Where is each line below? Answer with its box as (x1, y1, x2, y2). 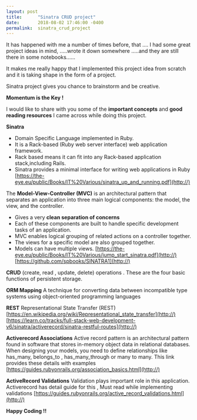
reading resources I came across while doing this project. (6, 112, 147, 119)
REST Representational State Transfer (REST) (6, 305, 116, 312)
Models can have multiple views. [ (14, 245, 98, 252)
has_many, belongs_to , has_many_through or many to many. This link (6, 353, 175, 361)
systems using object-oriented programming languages (6, 293, 141, 300)
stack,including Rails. (14, 160, 66, 167)
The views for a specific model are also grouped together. (14, 239, 155, 246)
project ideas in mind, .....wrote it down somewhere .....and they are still (6, 48, 179, 55)
